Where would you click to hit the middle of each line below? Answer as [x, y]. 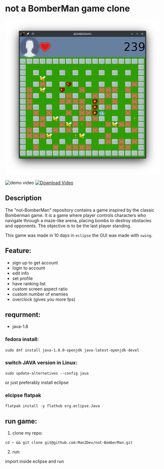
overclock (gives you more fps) [44, 299]
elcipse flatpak [23, 395]
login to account [28, 268]
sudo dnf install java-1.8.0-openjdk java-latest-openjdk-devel [72, 350]
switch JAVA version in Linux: [41, 363]
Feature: [18, 251]
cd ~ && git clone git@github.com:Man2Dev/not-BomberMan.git [69, 443]
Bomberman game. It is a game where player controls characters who [76, 215]
